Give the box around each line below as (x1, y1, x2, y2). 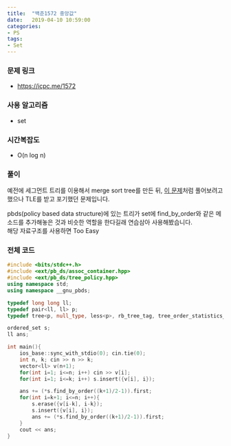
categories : (7, 23, 41, 30)
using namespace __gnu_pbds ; (7, 287, 91, 294)
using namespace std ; (7, 281, 69, 288)
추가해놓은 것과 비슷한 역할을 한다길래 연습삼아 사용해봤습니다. (25, 218, 192, 227)
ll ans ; (7, 331, 30, 338)
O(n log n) (16, 150, 46, 159)
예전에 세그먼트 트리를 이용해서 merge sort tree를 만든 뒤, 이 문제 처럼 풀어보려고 (7, 186, 223, 194)
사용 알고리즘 (7, 100, 48, 110)
